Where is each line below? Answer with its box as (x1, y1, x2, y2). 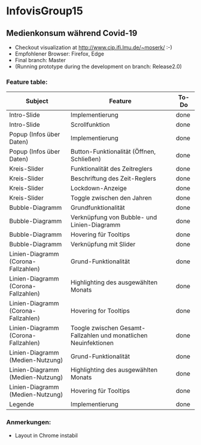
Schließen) (71, 155, 102, 163)
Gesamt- (119, 324, 146, 333)
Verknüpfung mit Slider (71, 240, 136, 249)
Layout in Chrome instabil (14, 432, 78, 439)
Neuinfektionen (71, 339, 114, 348)
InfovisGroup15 (6, 4, 84, 18)
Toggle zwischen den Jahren (71, 194, 153, 202)
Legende (9, 400, 35, 409)
